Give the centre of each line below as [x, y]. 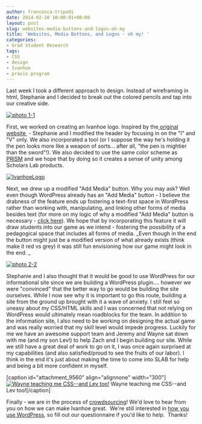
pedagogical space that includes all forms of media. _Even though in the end [101, 233]
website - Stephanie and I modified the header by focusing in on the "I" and [101, 133]
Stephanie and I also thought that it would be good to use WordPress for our [101, 276]
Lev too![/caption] [29, 390]
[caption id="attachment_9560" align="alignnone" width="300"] [86, 378]
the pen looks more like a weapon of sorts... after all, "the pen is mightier [96, 146]
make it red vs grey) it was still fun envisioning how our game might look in [99, 246]
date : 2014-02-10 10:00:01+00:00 [48, 17]
